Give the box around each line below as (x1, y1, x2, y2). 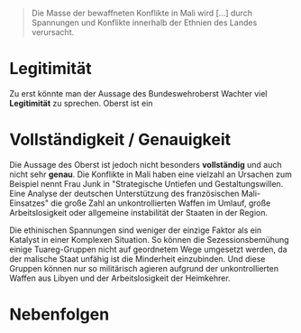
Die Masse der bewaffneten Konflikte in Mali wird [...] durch (31, 8, 252, 18)
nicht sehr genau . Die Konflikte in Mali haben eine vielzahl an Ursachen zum (9, 169, 293, 180)
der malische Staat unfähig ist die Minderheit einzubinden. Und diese (9, 253, 266, 264)
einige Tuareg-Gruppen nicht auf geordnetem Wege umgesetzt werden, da (9, 244, 287, 254)
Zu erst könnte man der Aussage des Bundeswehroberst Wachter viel (9, 88, 268, 98)
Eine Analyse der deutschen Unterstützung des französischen (9, 188, 240, 199)
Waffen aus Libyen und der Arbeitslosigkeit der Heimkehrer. (9, 273, 232, 283)
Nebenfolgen (9, 304, 110, 325)
